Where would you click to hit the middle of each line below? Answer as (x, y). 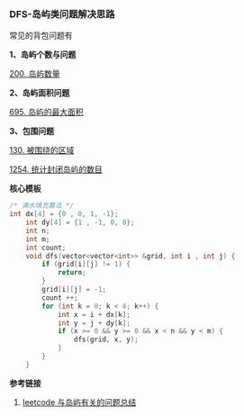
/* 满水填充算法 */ (42, 206)
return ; (72, 273)
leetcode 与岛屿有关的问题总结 (79, 402)
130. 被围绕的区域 (42, 150)
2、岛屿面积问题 (40, 93)
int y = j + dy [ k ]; (94, 323)
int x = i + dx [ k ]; (94, 314)
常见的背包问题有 (41, 36)
